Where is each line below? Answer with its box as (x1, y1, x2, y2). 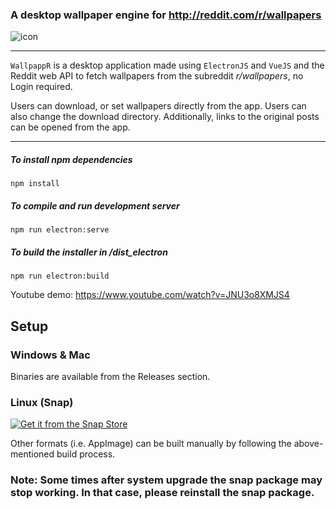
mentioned (10, 448, 55, 460)
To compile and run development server (10, 199, 180, 212)
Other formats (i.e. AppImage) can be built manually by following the (10, 438, 292, 450)
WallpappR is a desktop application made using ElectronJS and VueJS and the (10, 59, 325, 72)
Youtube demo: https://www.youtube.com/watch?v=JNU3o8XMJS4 (10, 289, 290, 301)
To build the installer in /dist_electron (10, 246, 168, 258)
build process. (56, 448, 116, 460)
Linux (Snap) (10, 395, 74, 409)
